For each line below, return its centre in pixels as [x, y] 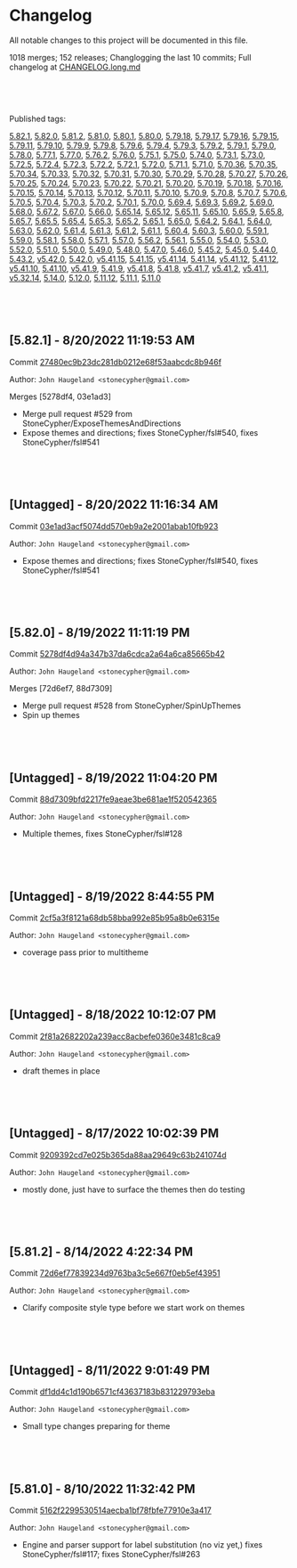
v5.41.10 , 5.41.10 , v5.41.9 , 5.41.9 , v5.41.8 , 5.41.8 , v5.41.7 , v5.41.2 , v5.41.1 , [139, 268]
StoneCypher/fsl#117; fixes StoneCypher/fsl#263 [111, 1555]
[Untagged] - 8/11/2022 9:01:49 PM [110, 1370]
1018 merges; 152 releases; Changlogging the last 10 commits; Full [130, 57]
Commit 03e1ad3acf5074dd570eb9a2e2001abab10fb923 [114, 526]
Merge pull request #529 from [77, 413]
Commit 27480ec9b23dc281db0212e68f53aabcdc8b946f [116, 362]
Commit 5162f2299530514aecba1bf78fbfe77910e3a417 [110, 1510]
